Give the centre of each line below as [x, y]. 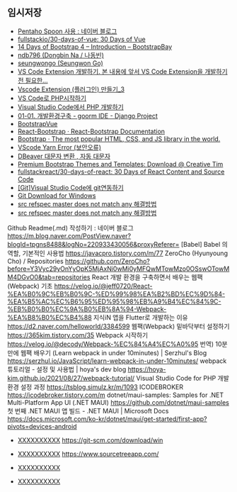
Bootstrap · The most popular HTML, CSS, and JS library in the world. [119, 139]
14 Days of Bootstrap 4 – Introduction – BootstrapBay [95, 46]
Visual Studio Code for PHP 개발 [183, 378]
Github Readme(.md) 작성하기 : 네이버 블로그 [71, 228]
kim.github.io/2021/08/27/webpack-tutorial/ [71, 378]
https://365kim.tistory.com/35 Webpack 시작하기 [78, 335]
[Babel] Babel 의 [204, 244]
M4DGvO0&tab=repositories [49, 277]
